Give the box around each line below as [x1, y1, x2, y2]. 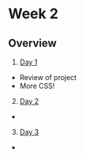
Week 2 [8, 5, 59, 23]
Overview [8, 36, 57, 50]
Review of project [19, 73, 77, 82]
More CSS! [19, 81, 55, 90]
